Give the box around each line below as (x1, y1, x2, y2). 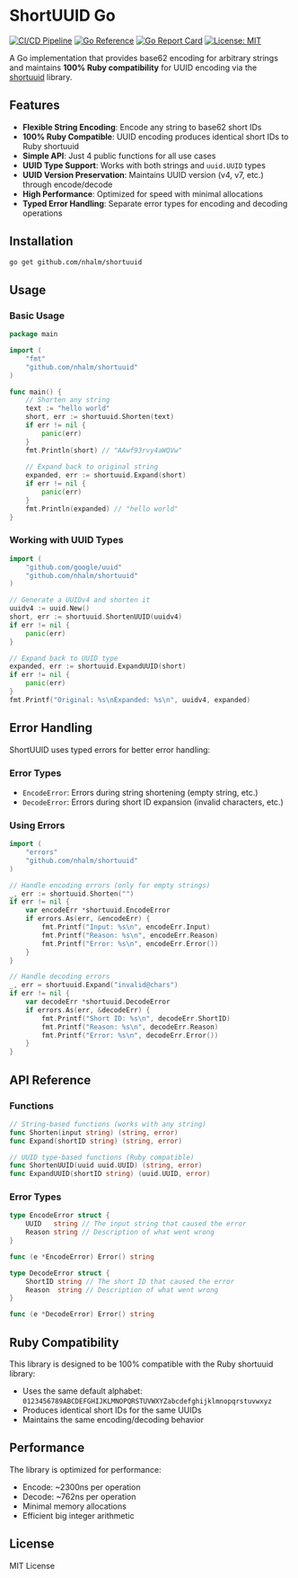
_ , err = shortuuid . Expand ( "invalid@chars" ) (9, 981, 179, 990)
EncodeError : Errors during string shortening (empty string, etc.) (22, 787, 259, 798)
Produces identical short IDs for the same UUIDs (22, 1404, 202, 1415)
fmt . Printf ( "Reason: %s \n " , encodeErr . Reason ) (41, 931, 219, 940)
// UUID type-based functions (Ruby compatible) (9, 1153, 195, 1162)
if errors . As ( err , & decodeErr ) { (25, 1005, 151, 1014)
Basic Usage (9, 309, 66, 322)
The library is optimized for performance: (9, 1464, 162, 1475)
